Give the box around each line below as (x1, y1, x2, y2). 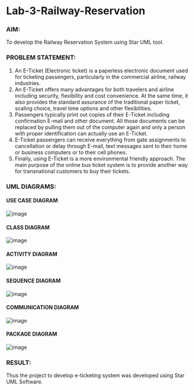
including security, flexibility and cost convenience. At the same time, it (14, 92, 188, 99)
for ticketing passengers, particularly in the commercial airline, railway (14, 73, 186, 80)
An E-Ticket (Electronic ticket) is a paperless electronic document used (14, 67, 188, 74)
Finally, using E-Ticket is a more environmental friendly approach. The (14, 155, 186, 162)
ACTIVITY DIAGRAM (6, 250, 57, 257)
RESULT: (6, 358, 31, 366)
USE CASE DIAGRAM (6, 197, 58, 204)
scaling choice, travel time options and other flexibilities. (14, 105, 152, 112)
